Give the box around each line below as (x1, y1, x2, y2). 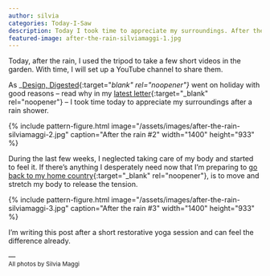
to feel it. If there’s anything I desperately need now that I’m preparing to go (8, 162, 258, 172)
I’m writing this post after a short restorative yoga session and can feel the (8, 228, 255, 237)
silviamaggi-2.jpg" (8, 130, 69, 140)
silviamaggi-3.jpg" (8, 204, 69, 213)
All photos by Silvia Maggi (8, 260, 80, 269)
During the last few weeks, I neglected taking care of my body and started (8, 154, 254, 164)
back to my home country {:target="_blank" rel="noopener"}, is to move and (8, 171, 260, 181)
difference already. (8, 236, 71, 246)
